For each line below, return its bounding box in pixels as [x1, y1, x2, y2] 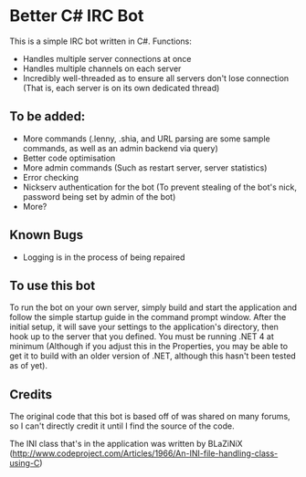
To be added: [9, 109, 86, 124]
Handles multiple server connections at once [22, 53, 192, 64]
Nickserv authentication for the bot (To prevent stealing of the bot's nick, [22, 181, 297, 192]
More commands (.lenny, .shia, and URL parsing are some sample [22, 133, 271, 144]
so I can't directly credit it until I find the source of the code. [9, 420, 235, 431]
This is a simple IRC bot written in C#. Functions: [9, 36, 192, 47]
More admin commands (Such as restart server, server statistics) [22, 161, 268, 173]
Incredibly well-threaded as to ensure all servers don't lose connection [22, 72, 290, 83]
